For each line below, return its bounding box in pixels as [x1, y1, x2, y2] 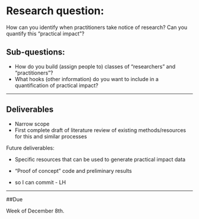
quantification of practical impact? [14, 82, 99, 89]
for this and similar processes [14, 133, 87, 140]
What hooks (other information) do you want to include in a [14, 75, 159, 82]
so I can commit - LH [14, 179, 66, 186]
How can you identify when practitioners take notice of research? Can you [6, 24, 188, 31]
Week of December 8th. [6, 207, 65, 214]
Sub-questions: [6, 47, 65, 57]
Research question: [6, 4, 105, 18]
